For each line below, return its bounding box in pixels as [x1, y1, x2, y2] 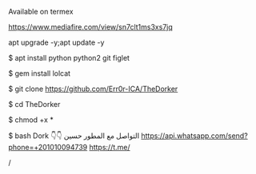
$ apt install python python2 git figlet [8, 53, 130, 62]
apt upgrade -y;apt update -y [8, 38, 105, 47]
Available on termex [8, 7, 74, 16]
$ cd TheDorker [8, 100, 61, 109]
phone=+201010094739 [8, 143, 88, 152]
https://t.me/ [89, 143, 130, 152]
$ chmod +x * [8, 115, 54, 125]
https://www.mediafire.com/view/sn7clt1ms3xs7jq [8, 22, 174, 31]
